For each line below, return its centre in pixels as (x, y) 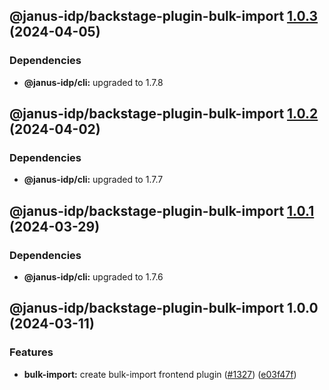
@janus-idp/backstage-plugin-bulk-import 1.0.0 (164, 308)
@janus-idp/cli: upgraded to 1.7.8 (93, 82)
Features (31, 352)
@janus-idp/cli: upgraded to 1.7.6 (93, 277)
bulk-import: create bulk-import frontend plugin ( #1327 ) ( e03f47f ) (160, 374)
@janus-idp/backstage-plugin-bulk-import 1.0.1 (162, 210)
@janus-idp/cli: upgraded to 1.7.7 (93, 180)
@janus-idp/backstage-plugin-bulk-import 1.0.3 (164, 16)
